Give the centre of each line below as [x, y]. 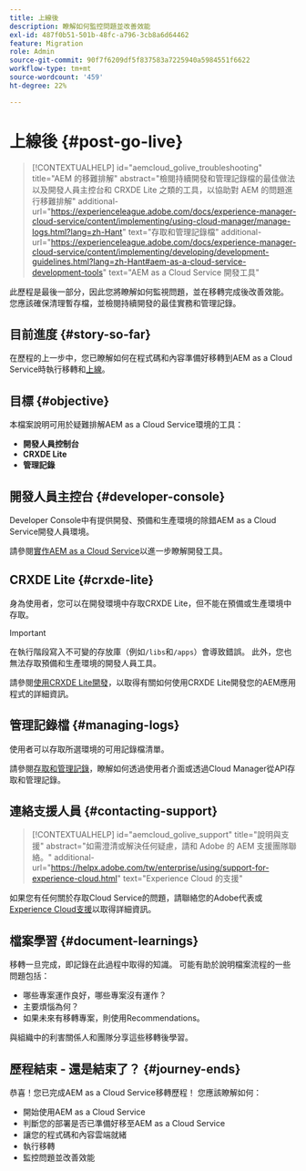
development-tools [67, 272]
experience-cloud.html [75, 878]
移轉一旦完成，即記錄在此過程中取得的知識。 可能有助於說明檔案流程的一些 [150, 965]
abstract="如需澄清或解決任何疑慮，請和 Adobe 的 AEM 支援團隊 [167, 846]
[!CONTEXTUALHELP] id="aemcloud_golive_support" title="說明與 [156, 835]
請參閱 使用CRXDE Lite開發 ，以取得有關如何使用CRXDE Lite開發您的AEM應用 [153, 682]
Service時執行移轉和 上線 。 [60, 369]
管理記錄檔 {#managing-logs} [95, 725]
